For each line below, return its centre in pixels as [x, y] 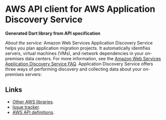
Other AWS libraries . [33, 102]
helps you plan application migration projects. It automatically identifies [78, 48]
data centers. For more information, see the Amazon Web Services [93, 58]
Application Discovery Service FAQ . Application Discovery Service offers [79, 64]
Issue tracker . [26, 107]
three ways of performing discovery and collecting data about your [74, 69]
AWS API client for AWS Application [80, 9]
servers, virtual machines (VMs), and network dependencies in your [74, 53]
